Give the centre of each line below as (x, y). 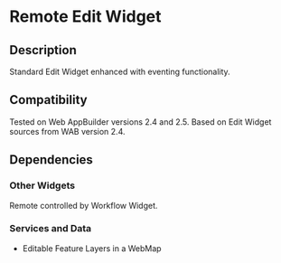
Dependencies (51, 160)
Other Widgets (42, 185)
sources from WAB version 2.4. (67, 131)
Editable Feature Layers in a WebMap (92, 248)
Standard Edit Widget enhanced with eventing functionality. (120, 71)
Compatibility (48, 100)
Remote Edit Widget (85, 17)
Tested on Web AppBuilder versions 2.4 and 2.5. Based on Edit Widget (140, 122)
